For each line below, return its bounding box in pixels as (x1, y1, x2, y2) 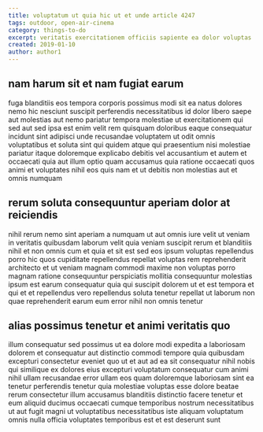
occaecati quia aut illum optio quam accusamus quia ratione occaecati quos (8, 157, 255, 166)
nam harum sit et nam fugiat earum (8, 77, 184, 90)
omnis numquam (8, 173, 63, 183)
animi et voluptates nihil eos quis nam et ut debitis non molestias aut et (8, 164, 238, 174)
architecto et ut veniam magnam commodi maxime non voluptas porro (8, 263, 236, 272)
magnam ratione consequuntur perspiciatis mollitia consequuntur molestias (8, 271, 253, 280)
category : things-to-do (8, 26, 87, 34)
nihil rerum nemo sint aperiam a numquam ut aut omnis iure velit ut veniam (8, 229, 250, 238)
